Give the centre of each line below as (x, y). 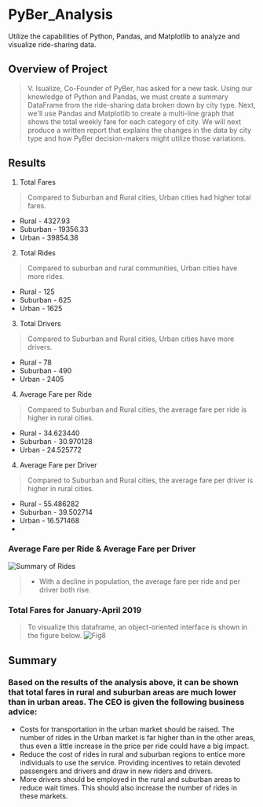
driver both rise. (65, 589)
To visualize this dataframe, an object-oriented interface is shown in (137, 627)
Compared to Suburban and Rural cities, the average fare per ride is (137, 409)
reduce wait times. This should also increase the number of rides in (128, 787)
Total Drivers (40, 323)
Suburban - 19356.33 (54, 229)
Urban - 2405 (42, 379)
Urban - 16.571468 (49, 520)
